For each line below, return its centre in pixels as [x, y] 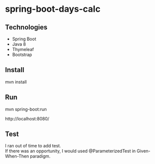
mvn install [16, 82]
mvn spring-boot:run [26, 109]
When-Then [17, 156]
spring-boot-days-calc [53, 9]
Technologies [26, 27]
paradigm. [40, 156]
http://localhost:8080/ [27, 118]
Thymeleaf [23, 49]
